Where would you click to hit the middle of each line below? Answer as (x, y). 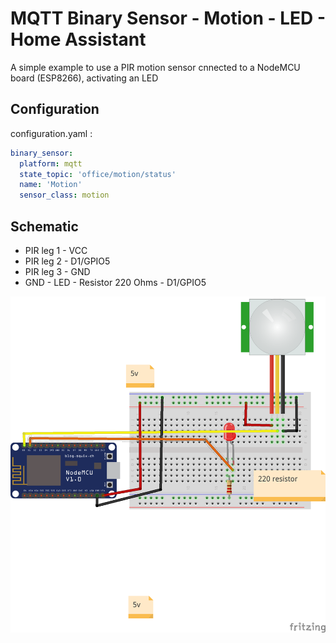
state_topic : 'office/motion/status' (98, 174)
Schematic (44, 226)
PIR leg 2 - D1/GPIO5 (67, 261)
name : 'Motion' (51, 185)
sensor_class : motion (64, 195)
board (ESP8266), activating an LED (84, 78)
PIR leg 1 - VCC (56, 250)
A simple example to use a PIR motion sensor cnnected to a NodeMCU (155, 67)
